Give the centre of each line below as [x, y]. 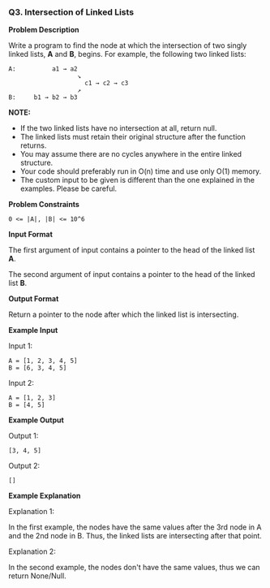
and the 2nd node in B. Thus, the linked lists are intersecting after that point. [135, 536]
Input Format [30, 235]
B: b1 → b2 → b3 [43, 97]
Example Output [36, 420]
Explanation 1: [32, 512]
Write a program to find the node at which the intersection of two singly [128, 45]
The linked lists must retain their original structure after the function [133, 137]
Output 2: [24, 466]
